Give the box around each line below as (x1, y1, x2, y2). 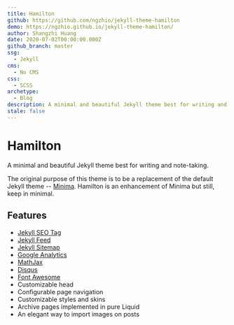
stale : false (7, 108, 46, 115)
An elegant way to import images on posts (17, 310, 140, 318)
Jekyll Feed (17, 236, 51, 244)
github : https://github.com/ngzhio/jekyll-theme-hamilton (7, 17, 180, 24)
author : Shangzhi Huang (7, 29, 77, 37)
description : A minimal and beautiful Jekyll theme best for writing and (7, 101, 228, 108)
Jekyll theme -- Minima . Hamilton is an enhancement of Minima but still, (7, 182, 215, 190)
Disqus (17, 265, 38, 273)
